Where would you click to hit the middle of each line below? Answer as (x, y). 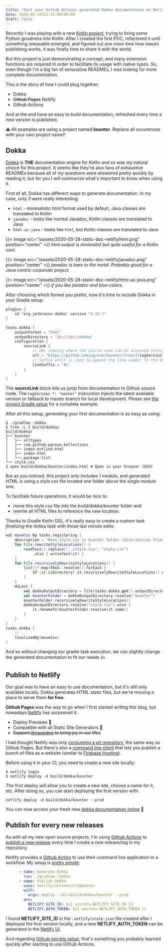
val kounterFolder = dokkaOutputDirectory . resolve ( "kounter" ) (89, 596)
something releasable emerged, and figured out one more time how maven (82, 44)
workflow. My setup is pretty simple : (43, 863)
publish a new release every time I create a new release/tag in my (73, 842)
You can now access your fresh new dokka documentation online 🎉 (75, 809)
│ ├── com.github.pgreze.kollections (47, 445)
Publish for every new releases (55, 825)
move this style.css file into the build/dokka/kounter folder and (77, 506)
